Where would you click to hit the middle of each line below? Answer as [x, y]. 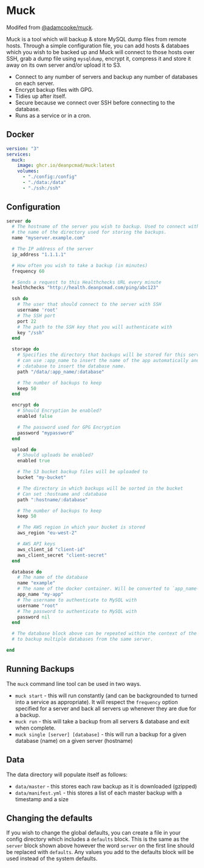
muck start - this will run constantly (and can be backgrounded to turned [106, 695]
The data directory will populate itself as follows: [67, 774]
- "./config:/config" [50, 177]
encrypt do [25, 405]
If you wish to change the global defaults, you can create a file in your [93, 833]
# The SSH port [36, 316]
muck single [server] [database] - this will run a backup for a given [100, 734]
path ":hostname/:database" [53, 500]
